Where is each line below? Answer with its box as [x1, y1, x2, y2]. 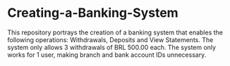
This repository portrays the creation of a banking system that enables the [7, 28, 224, 37]
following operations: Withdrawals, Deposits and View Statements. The [7, 35, 214, 44]
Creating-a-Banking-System [7, 5, 178, 21]
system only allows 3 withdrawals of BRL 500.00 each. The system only [7, 43, 217, 51]
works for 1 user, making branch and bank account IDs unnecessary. [7, 51, 207, 59]
